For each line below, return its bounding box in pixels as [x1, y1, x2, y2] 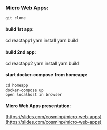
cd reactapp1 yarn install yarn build [5, 37, 78, 44]
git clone [5, 16, 26, 21]
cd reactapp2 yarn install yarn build [5, 60, 79, 66]
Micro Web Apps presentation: [5, 103, 71, 109]
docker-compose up [5, 88, 44, 93]
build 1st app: [5, 26, 34, 32]
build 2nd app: [5, 49, 36, 55]
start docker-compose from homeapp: [5, 72, 88, 78]
